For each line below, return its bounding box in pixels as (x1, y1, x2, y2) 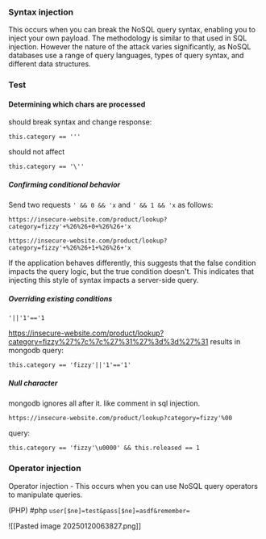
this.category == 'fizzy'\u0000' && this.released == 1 (8, 444, 200, 453)
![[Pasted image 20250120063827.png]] (8, 520, 142, 531)
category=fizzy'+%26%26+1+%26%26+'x (8, 244, 131, 252)
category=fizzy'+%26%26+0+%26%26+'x (8, 223, 131, 231)
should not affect (8, 147, 65, 157)
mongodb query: (8, 346, 64, 356)
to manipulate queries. (8, 490, 83, 499)
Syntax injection (8, 6, 74, 18)
